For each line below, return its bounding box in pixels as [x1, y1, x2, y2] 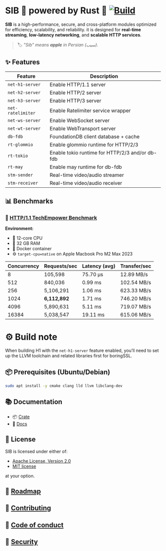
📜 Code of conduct [5, 521, 64, 529]
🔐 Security [5, 538, 38, 546]
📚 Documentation [5, 398, 63, 406]
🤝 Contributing [5, 504, 51, 512]
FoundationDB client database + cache [49, 133, 140, 140]
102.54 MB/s [120, 279, 152, 286]
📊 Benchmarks [5, 197, 53, 206]
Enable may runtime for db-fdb [49, 164, 122, 170]
